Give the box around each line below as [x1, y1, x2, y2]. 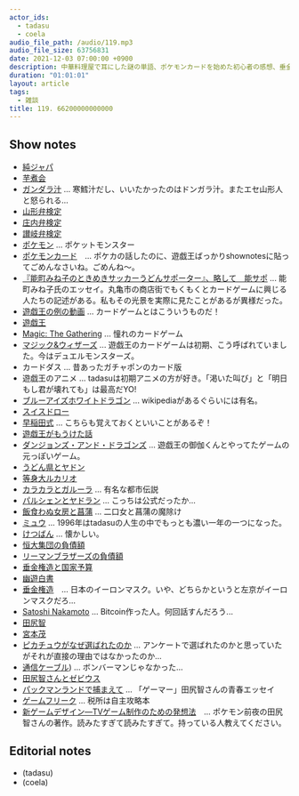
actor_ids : [9, 12, 50, 22]
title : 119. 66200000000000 [9, 104, 114, 113]
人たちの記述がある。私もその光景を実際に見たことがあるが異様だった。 [21, 295, 287, 306]
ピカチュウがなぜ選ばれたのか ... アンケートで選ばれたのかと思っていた [21, 639, 283, 650]
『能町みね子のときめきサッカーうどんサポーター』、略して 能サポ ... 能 [21, 273, 287, 284]
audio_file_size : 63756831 [9, 46, 109, 55]
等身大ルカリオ [21, 473, 77, 484]
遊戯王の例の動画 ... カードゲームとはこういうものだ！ [21, 306, 221, 317]
